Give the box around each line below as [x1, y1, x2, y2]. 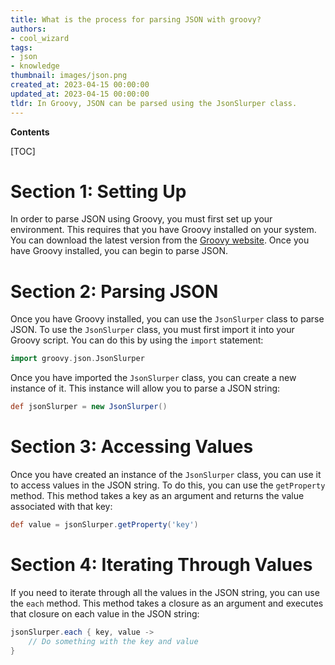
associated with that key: [10, 501, 113, 513]
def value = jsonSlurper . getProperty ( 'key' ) [10, 520, 199, 530]
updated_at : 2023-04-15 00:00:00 [10, 89, 150, 99]
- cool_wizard [10, 33, 70, 43]
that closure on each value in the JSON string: [10, 607, 200, 620]
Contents [10, 126, 50, 138]
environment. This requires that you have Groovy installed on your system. [10, 224, 317, 236]
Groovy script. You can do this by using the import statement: [10, 334, 264, 346]
